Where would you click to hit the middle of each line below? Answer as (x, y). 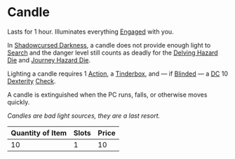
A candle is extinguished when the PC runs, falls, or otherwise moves (107, 95)
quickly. (19, 102)
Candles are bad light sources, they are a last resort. (84, 116)
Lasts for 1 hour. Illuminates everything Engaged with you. (90, 32)
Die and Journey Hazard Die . (49, 60)
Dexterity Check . (32, 81)
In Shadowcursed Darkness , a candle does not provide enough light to (109, 45)
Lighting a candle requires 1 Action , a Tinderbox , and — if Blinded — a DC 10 (118, 74)
